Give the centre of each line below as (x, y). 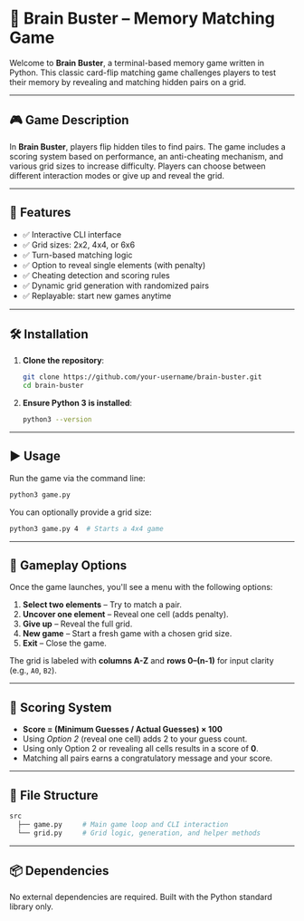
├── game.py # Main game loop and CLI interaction (123, 824)
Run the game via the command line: (78, 478)
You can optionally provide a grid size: (81, 512)
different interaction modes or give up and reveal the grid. (117, 175)
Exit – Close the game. (64, 644)
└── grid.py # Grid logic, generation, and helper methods (139, 833)
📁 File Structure (54, 795)
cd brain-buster (53, 386)
